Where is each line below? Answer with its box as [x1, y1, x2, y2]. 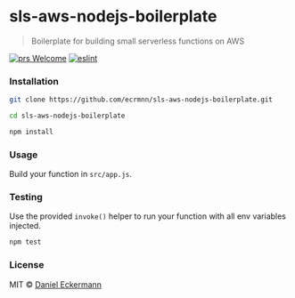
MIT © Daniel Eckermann [9, 278, 102, 290]
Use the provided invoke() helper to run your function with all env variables [9, 211, 287, 221]
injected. [9, 221, 42, 231]
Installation [9, 75, 60, 87]
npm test [9, 238, 42, 246]
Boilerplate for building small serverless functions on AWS [30, 36, 245, 46]
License [9, 259, 45, 271]
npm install [9, 127, 53, 136]
